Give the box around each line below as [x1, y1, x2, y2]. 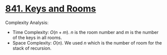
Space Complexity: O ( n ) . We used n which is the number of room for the [12, 39, 162, 45]
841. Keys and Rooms [5, 3, 96, 14]
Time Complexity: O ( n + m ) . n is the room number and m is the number [12, 29, 159, 35]
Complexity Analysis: [5, 19, 49, 25]
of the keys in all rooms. [12, 34, 62, 40]
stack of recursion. [12, 45, 52, 51]
